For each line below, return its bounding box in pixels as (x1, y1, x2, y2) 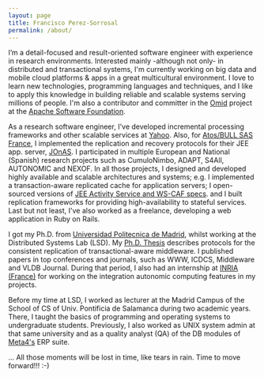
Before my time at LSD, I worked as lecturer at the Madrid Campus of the (8, 296, 245, 305)
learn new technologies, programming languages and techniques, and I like (8, 81, 253, 91)
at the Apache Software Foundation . (8, 107, 126, 116)
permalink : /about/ (8, 26, 73, 34)
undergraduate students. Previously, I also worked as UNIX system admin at (8, 321, 255, 330)
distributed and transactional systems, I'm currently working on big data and (8, 65, 257, 74)
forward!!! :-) (8, 361, 50, 371)
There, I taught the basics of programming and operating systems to (8, 312, 231, 322)
